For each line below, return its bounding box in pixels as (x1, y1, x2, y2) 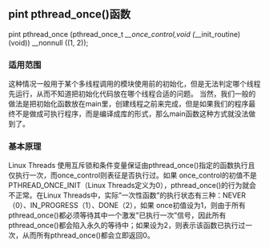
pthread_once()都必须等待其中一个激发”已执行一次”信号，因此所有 (8, 210, 227, 220)
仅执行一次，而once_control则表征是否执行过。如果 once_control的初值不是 (8, 170, 258, 180)
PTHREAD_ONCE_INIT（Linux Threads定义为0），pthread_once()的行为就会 (8, 181, 257, 190)
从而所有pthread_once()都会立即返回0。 (22, 230, 155, 240)
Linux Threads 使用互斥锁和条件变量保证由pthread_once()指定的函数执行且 (8, 161, 255, 170)
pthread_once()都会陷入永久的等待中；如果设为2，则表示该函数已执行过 (8, 221, 246, 230)
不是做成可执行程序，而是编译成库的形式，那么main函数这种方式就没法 (14, 109, 249, 118)
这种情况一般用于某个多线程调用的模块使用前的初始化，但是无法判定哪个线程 (8, 79, 261, 89)
